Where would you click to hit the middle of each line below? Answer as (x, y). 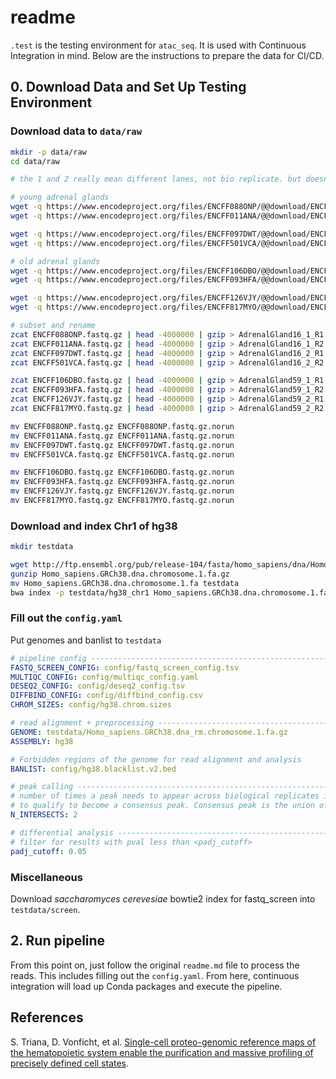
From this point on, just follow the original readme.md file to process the (155, 965)
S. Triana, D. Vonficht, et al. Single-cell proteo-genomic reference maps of (163, 1042)
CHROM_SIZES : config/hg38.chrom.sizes (91, 705)
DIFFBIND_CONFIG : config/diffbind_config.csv (106, 696)
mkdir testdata (42, 547)
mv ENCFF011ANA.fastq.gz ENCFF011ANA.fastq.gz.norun (122, 436)
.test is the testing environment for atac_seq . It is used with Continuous (158, 45)
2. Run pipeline (58, 941)
